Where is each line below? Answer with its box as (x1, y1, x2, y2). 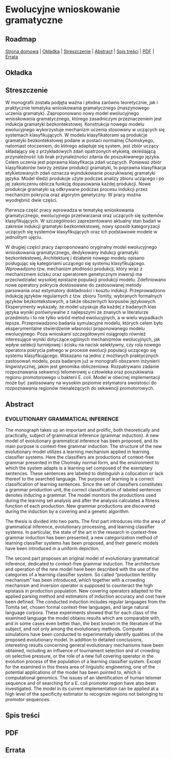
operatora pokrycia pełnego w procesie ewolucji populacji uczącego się (5, 347, 157, 353)
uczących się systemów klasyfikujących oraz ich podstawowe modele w (5, 229, 158, 235)
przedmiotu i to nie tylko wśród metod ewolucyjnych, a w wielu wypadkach (5, 315, 163, 321)
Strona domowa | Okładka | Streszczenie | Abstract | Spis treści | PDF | (5, 49, 154, 54)
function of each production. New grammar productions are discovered (5, 503, 156, 509)
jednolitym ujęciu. (5, 234, 43, 241)
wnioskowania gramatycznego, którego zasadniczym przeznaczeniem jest (5, 116, 162, 122)
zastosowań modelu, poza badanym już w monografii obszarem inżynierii (5, 358, 160, 364)
